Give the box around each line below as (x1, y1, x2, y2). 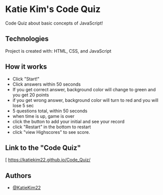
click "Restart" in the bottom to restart (12, 124, 91, 130)
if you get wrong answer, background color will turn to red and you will (12, 97, 159, 103)
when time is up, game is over (12, 113, 75, 119)
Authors (5, 171, 32, 180)
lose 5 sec (12, 102, 34, 108)
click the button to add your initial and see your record (12, 118, 125, 124)
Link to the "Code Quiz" (5, 143, 81, 152)
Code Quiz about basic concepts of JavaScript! (5, 20, 103, 26)
